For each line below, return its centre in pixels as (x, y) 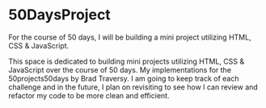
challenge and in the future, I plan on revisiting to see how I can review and (133, 87)
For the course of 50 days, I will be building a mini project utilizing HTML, (130, 37)
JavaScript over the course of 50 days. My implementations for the (120, 69)
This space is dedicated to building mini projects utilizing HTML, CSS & (127, 61)
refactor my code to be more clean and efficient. (89, 95)
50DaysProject (59, 15)
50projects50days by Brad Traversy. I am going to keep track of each (124, 78)
